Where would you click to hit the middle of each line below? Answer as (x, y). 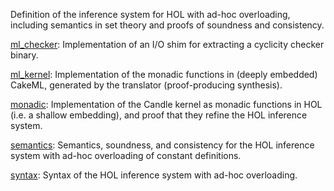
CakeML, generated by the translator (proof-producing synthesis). (146, 85)
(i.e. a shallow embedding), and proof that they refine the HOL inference (159, 115)
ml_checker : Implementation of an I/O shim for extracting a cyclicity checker (167, 44)
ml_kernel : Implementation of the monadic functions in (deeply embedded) (164, 74)
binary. (24, 55)
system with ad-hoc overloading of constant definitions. (126, 155)
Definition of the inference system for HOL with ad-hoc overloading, (150, 14)
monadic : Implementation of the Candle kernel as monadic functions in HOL (166, 104)
